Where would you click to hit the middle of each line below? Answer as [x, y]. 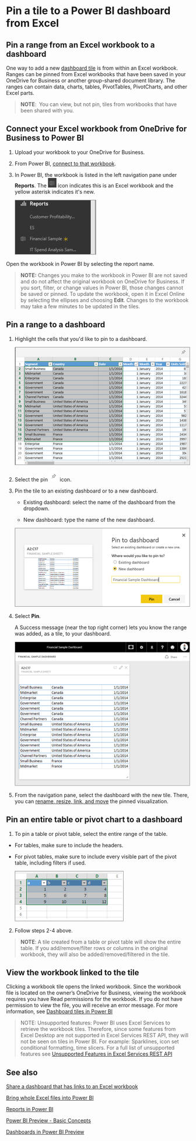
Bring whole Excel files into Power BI [50, 1098]
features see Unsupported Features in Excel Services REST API [96, 1054]
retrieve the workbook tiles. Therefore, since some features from [98, 1029]
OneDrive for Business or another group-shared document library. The [91, 81]
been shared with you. [47, 110]
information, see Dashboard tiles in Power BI [59, 1012]
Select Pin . [27, 616]
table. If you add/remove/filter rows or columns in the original [94, 948]
